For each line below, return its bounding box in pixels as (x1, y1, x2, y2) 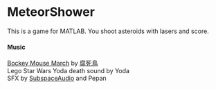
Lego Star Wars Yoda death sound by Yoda (7, 67, 130, 75)
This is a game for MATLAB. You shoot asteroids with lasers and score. (7, 27, 209, 35)
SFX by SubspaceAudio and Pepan (7, 74, 107, 83)
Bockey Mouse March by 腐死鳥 (7, 59, 98, 68)
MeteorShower (7, 4, 96, 20)
